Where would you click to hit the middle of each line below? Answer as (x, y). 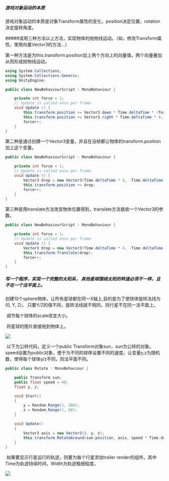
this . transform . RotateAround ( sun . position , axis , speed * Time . (92, 438)
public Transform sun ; (38, 378)
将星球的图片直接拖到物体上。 (37, 326)
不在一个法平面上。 (25, 285)
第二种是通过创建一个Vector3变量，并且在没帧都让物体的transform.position (83, 141)
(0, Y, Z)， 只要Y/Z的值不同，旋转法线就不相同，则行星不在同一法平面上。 (82, 305)
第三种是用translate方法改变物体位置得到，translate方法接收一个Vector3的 (82, 209)
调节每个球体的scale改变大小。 (38, 316)
